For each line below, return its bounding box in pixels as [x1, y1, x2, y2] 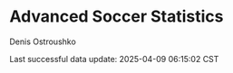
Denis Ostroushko [9, 36, 77, 47]
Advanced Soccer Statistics [9, 6, 224, 27]
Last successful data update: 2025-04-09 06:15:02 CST [9, 53, 219, 64]
